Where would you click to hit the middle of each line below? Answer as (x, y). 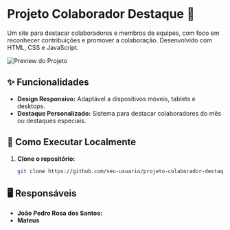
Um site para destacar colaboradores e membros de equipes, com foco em (113, 33)
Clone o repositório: (46, 158)
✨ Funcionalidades (48, 82)
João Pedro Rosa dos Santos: (60, 213)
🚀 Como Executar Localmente (72, 142)
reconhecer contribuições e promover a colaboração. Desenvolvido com (110, 40)
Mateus (28, 220)
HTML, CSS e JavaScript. (43, 47)
